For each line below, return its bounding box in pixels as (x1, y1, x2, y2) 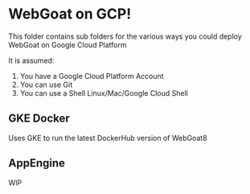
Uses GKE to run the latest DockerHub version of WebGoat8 (8, 133, 207, 142)
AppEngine (8, 156, 66, 170)
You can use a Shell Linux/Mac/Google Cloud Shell (19, 88, 189, 97)
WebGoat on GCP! (8, 5, 132, 23)
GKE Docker (8, 112, 70, 126)
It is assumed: (8, 56, 55, 65)
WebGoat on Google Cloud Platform (8, 39, 127, 49)
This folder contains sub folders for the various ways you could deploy (8, 31, 243, 41)
